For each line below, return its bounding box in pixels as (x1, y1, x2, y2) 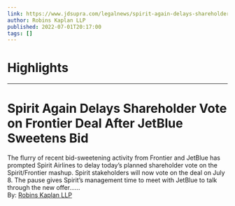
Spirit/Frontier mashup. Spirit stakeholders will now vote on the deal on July (7, 169, 225, 177)
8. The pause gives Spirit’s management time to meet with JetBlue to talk (7, 176, 218, 184)
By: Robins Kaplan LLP (7, 191, 72, 200)
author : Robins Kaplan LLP (7, 17, 86, 24)
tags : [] (7, 29, 33, 37)
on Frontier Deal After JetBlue (7, 116, 183, 132)
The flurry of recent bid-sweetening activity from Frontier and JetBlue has (7, 153, 220, 162)
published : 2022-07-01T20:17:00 (7, 23, 101, 30)
